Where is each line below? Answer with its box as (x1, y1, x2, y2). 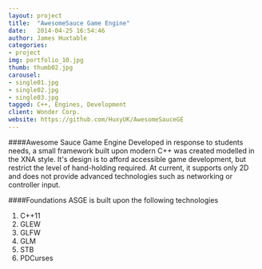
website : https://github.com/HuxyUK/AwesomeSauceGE (8, 116, 184, 124)
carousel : (8, 71, 42, 79)
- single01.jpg (8, 78, 59, 86)
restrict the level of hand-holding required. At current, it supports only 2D (8, 163, 249, 172)
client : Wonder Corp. (8, 109, 81, 117)
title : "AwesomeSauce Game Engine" (8, 19, 130, 27)
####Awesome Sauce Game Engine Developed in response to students (8, 137, 244, 147)
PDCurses (19, 253, 54, 263)
